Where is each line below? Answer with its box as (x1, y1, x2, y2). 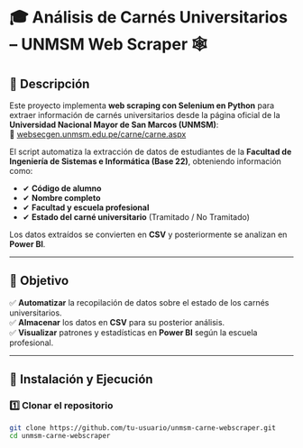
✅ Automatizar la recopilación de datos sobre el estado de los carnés (9, 297, 270, 307)
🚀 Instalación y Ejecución (9, 371, 153, 388)
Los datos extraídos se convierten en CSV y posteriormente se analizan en (9, 229, 288, 240)
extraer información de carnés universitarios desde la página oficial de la (9, 110, 281, 120)
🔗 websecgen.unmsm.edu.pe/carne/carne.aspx (9, 129, 187, 140)
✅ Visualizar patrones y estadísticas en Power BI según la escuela (9, 326, 258, 338)
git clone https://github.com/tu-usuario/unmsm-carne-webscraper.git (9, 423, 277, 433)
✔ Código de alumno (22, 183, 102, 194)
